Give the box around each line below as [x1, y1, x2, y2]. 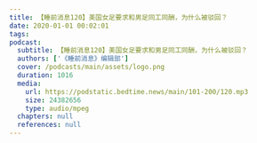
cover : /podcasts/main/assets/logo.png [17, 63, 165, 72]
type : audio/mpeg [25, 104, 90, 113]
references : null [17, 121, 82, 130]
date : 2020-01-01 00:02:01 [9, 21, 109, 30]
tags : [9, 29, 29, 38]
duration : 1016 [17, 71, 74, 80]
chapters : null [17, 112, 74, 121]
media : [17, 79, 42, 88]
